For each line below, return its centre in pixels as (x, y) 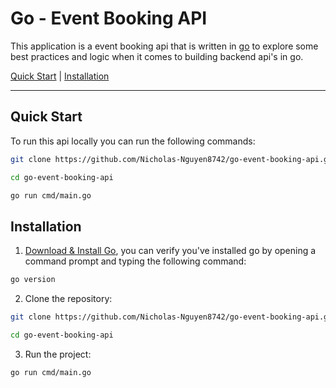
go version (33, 280)
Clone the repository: (68, 299)
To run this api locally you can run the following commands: (133, 141)
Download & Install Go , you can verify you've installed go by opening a (170, 251)
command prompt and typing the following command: (135, 261)
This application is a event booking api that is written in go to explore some (164, 46)
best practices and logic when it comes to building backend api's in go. (157, 56)
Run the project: (58, 354)
